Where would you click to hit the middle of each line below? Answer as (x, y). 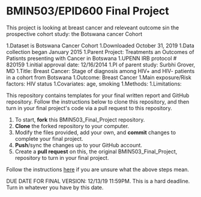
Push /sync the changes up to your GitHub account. (79, 145)
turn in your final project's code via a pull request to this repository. (89, 108)
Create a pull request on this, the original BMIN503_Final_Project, (96, 151)
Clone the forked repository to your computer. (72, 126)
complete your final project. (49, 138)
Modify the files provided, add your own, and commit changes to (95, 132)
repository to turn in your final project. (62, 157)
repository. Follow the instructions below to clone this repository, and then (98, 101)
